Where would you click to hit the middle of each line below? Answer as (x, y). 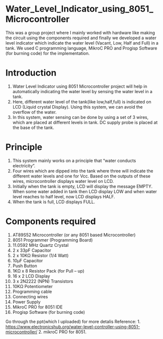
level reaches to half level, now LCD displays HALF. (64, 196)
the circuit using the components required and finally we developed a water (81, 38)
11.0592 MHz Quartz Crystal (41, 245)
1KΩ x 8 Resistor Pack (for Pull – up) (48, 271)
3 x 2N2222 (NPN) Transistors (43, 281)
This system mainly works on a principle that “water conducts (74, 161)
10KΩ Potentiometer (33, 286)
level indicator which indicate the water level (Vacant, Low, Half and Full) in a (82, 43)
